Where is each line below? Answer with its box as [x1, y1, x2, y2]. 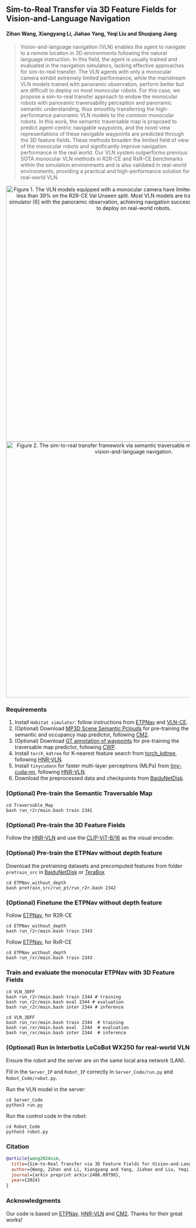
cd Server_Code [6, 1097, 43, 1103]
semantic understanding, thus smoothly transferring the [20, 105, 155, 112]
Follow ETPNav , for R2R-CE [6, 912, 72, 919]
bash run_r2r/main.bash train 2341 [6, 807, 93, 814]
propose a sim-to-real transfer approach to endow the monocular [20, 93, 178, 100]
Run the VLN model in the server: [6, 1085, 86, 1093]
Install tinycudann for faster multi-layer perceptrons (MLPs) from [14, 762, 169, 769]
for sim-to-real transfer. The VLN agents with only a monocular [20, 68, 172, 75]
